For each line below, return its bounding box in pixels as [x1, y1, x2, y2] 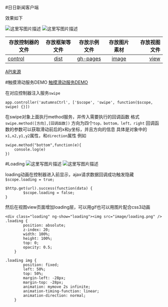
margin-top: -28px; [23, 280, 64, 285]
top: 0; [23, 240, 39, 245]
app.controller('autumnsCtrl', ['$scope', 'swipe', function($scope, [5, 100, 153, 105]
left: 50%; [23, 267, 46, 272]
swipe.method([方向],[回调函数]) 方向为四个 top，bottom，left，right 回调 [5, 120, 155, 126]
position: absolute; [23, 223, 66, 228]
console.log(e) [14, 147, 46, 152]
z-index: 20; [23, 227, 50, 232]
